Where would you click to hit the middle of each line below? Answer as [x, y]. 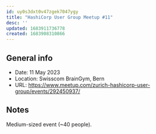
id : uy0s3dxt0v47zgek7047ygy [42, 12]
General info [29, 58]
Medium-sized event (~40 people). [49, 124]
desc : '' [17, 23]
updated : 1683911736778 [36, 28]
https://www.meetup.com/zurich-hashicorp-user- [89, 85]
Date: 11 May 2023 [38, 72]
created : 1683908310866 [36, 34]
